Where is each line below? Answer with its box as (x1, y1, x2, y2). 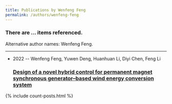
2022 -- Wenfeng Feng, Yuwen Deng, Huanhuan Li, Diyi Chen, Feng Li (12, 55, 161, 61)
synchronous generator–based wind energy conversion (12, 75, 155, 82)
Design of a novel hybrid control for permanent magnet (12, 68, 153, 75)
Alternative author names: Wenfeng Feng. (5, 40, 93, 47)
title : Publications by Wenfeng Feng (5, 7, 86, 13)
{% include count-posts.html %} (5, 93, 73, 99)
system (12, 81, 32, 88)
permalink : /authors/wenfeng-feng (5, 12, 79, 17)
